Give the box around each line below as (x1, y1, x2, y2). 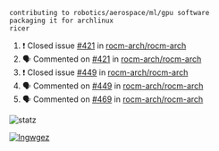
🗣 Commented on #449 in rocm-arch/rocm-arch (21, 80, 204, 91)
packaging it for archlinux (9, 16, 114, 25)
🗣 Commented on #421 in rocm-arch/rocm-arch (21, 54, 202, 64)
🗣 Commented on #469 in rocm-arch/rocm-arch (21, 94, 204, 105)
